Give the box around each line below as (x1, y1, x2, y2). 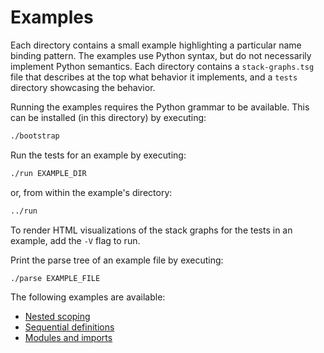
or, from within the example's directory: (10, 186, 173, 198)
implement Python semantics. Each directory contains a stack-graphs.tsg (10, 60, 315, 72)
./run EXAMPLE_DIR (10, 168, 87, 178)
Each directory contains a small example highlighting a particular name (10, 39, 302, 51)
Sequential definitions (24, 321, 115, 333)
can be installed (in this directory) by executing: (10, 111, 207, 123)
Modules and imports (24, 332, 113, 344)
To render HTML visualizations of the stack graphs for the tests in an (10, 224, 293, 236)
